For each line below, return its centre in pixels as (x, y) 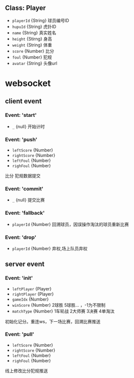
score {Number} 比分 (33, 51)
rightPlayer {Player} (33, 294)
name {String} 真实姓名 (34, 33)
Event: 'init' (19, 278)
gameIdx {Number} (30, 299)
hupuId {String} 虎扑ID (34, 26)
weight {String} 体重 (32, 45)
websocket (28, 83)
